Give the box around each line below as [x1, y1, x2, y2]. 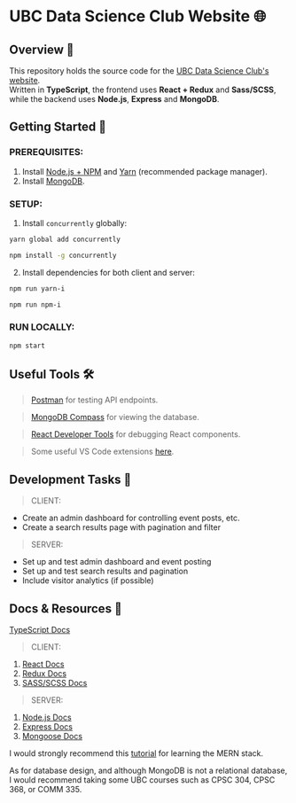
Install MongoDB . [21, 175, 86, 186]
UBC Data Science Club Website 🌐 [9, 6, 267, 27]
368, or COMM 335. [9, 784, 82, 795]
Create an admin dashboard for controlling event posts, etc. [21, 512, 240, 524]
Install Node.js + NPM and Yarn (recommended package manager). [21, 166, 269, 176]
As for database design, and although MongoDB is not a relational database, [9, 765, 288, 776]
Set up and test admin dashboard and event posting [21, 557, 212, 567]
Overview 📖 [9, 42, 74, 57]
